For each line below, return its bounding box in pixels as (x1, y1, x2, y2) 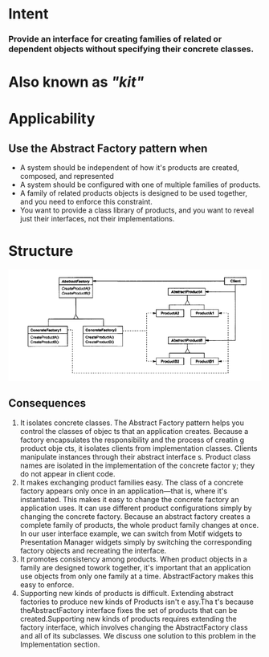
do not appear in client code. (19, 468, 116, 478)
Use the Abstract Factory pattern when (8, 141, 208, 155)
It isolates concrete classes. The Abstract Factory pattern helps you (19, 418, 245, 428)
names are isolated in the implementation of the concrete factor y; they (19, 460, 255, 470)
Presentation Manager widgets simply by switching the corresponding (19, 537, 252, 546)
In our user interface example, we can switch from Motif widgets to (19, 529, 243, 538)
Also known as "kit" (8, 73, 145, 91)
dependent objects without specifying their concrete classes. (8, 43, 255, 55)
